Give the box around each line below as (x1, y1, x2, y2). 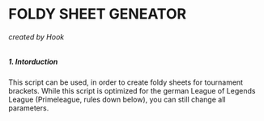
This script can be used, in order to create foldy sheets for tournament (8, 77, 244, 87)
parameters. (8, 102, 49, 113)
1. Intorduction (8, 57, 58, 67)
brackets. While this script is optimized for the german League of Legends (8, 86, 256, 95)
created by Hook (8, 31, 65, 41)
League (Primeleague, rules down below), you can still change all (8, 94, 226, 104)
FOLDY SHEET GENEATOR (8, 5, 187, 23)
